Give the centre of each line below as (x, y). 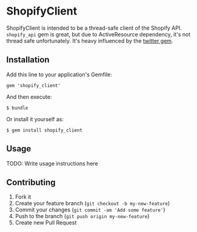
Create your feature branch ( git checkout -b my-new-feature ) (92, 204)
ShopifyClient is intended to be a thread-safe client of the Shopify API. (94, 28)
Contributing (31, 182)
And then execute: (29, 97)
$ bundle (17, 108)
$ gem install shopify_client (45, 130)
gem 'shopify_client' (34, 85)
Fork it (23, 197)
